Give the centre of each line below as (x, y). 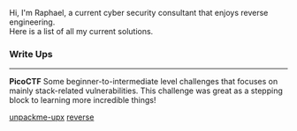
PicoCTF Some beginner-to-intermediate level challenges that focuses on (144, 82)
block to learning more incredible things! (83, 100)
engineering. (32, 22)
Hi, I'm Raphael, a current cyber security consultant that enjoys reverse (139, 13)
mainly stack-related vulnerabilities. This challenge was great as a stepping (146, 91)
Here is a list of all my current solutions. (81, 31)
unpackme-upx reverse (52, 117)
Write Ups (31, 54)
